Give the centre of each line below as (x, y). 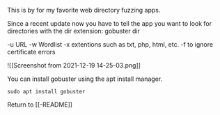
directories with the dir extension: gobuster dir (74, 31)
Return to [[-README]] (40, 105)
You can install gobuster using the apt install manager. (85, 79)
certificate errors (31, 52)
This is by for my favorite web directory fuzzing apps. (84, 10)
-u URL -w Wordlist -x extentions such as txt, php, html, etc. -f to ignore (110, 44)
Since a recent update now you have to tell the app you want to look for (110, 23)
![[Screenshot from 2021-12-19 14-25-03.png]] (74, 65)
